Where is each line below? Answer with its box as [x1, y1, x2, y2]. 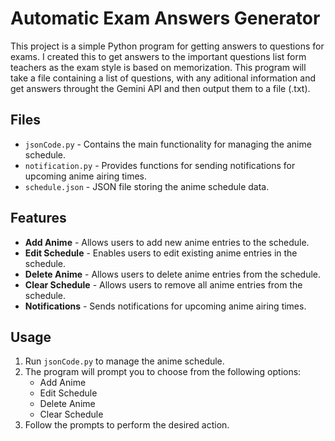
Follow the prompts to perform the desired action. [24, 419, 230, 431]
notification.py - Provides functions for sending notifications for [24, 159, 296, 171]
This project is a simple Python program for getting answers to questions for [10, 40, 325, 52]
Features [10, 210, 67, 227]
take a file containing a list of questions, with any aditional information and [10, 72, 317, 84]
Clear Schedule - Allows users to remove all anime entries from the [24, 278, 303, 291]
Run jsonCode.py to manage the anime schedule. [24, 355, 225, 367]
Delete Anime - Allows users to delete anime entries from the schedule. [24, 268, 322, 280]
